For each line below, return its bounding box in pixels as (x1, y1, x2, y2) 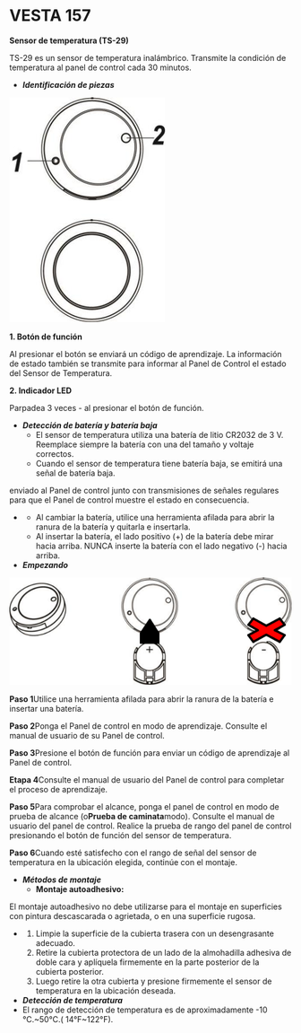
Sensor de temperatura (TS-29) (9, 35, 130, 46)
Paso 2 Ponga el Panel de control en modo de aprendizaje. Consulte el (9, 721, 268, 731)
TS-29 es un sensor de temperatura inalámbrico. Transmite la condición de (9, 52, 287, 63)
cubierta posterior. (35, 967, 105, 977)
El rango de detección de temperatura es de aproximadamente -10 (21, 1004, 268, 1015)
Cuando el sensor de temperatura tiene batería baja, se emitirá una (35, 458, 283, 468)
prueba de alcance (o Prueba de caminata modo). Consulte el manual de (9, 811, 275, 822)
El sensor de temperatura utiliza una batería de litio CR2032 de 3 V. (35, 429, 284, 440)
